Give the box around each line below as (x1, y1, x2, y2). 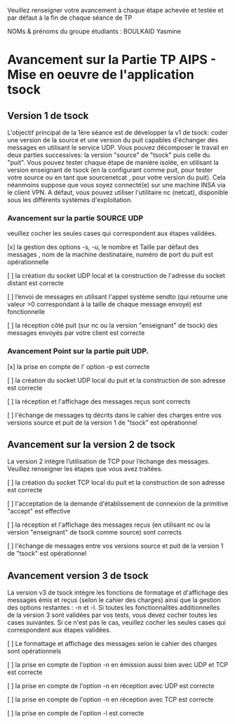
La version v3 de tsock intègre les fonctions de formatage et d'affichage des (7, 588, 229, 597)
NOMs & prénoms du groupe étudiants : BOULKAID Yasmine (7, 27, 181, 35)
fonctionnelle (7, 308, 46, 316)
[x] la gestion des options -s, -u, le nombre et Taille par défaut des (7, 243, 199, 251)
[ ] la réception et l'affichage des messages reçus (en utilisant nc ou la (7, 520, 210, 529)
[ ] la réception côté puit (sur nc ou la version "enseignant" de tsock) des (7, 321, 218, 330)
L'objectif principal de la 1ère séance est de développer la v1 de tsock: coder (7, 128, 228, 137)
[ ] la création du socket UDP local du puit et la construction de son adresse (7, 376, 226, 385)
